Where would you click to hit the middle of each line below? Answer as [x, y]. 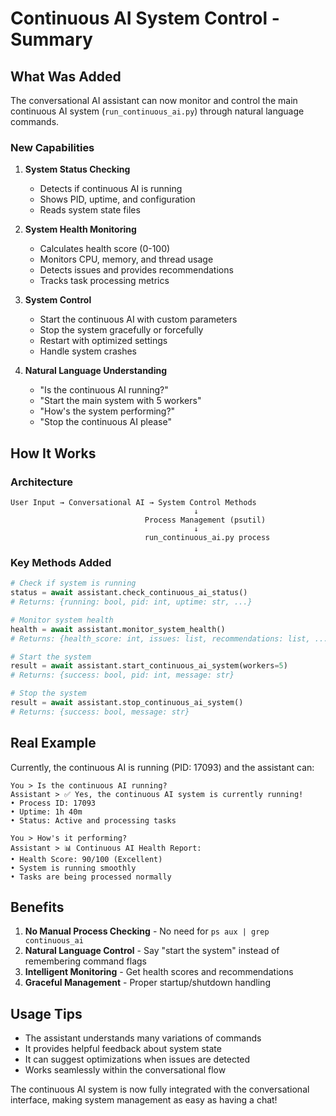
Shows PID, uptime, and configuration [117, 199]
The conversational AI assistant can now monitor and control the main [154, 100]
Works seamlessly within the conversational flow [125, 1070]
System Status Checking [77, 169]
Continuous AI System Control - [145, 18]
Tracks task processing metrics [104, 281]
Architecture [42, 482]
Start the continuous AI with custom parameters [138, 319]
